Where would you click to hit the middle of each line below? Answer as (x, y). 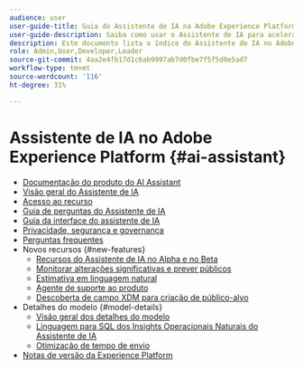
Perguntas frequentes (63, 240)
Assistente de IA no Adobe (111, 137)
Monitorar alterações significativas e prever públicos (133, 269)
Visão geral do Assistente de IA (81, 192)
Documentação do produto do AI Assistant (101, 182)
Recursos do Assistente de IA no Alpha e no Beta (127, 259)
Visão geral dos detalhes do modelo (103, 317)
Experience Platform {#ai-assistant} (148, 157)
